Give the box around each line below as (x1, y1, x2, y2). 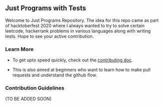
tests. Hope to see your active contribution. (5, 33, 94, 39)
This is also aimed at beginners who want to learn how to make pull (12, 67, 151, 73)
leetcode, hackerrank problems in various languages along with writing (5, 27, 151, 34)
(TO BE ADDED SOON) (5, 96, 52, 102)
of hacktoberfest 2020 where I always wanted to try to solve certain (5, 22, 145, 28)
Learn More (5, 45, 34, 52)
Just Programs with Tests (5, 4, 86, 12)
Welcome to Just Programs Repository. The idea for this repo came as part (5, 17, 159, 23)
